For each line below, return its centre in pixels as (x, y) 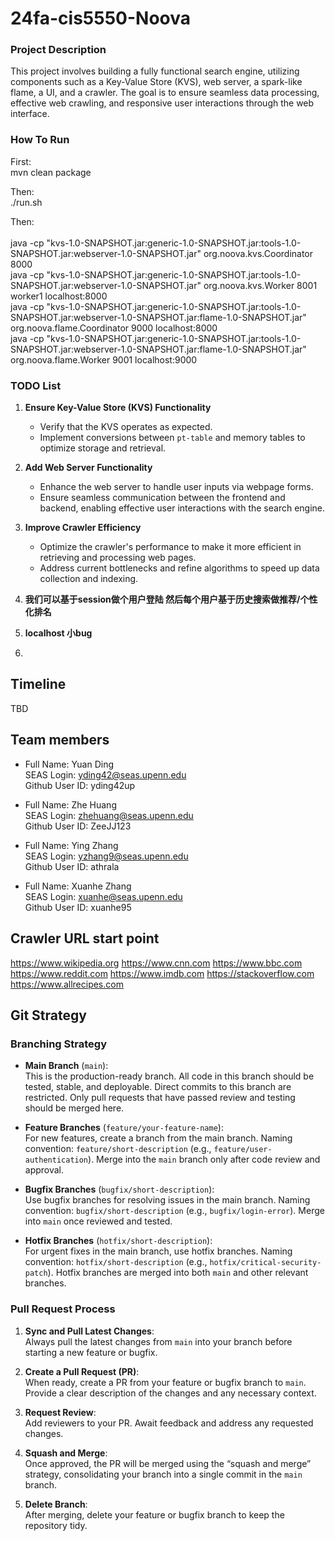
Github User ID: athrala (72, 866)
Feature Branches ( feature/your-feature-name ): (124, 1128)
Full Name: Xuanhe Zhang (78, 886)
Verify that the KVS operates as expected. (126, 427)
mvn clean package (51, 172)
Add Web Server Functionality (88, 468)
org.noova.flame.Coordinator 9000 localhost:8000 (114, 328)
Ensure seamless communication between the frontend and (162, 498)
